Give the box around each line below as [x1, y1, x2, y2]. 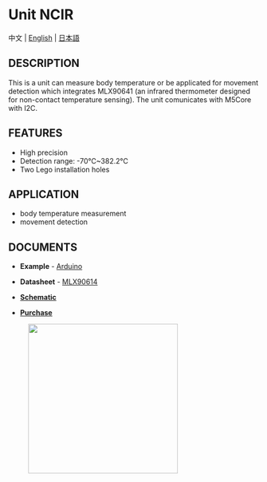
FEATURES [8, 126, 63, 140]
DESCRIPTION [8, 57, 80, 70]
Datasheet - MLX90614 [19, 277, 98, 286]
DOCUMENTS [8, 240, 78, 254]
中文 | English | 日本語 [8, 33, 80, 42]
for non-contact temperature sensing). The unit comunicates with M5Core [8, 94, 252, 105]
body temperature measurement [19, 209, 127, 219]
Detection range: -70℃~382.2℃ [19, 156, 129, 165]
